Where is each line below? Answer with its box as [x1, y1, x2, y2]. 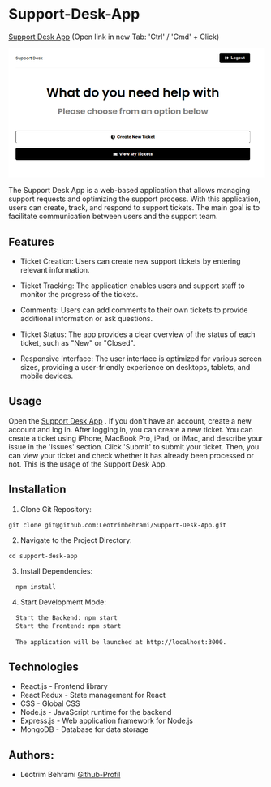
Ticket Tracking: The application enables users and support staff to [19, 281, 245, 290]
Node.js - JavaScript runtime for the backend [19, 707, 172, 717]
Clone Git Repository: [19, 504, 92, 514]
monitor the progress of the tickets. [19, 290, 139, 299]
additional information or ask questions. [19, 314, 153, 324]
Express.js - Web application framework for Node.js [19, 716, 193, 726]
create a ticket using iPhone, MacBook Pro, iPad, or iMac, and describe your [8, 433, 264, 443]
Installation [8, 483, 67, 497]
